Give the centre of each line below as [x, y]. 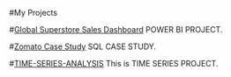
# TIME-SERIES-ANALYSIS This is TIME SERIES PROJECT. [114, 63]
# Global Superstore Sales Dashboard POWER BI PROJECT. [116, 29]
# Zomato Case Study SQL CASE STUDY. [83, 46]
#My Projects [34, 13]
